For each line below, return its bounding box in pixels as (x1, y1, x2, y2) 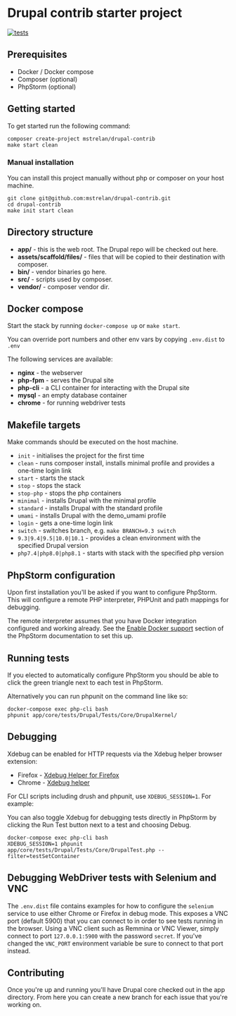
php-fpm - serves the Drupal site (17, 376, 114, 385)
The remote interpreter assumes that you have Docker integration (7, 617, 197, 625)
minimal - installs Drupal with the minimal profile (17, 496, 157, 505)
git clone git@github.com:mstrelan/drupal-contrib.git (7, 195, 171, 202)
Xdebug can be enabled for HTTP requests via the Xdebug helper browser (7, 749, 223, 758)
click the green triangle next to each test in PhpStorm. (7, 678, 164, 687)
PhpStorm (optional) (17, 82, 77, 91)
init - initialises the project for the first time (17, 451, 145, 460)
